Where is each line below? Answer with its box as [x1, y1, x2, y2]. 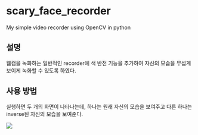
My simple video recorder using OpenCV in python [6, 24, 131, 31]
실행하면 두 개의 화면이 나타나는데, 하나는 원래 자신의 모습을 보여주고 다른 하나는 [6, 103, 193, 110]
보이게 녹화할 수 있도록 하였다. [6, 67, 76, 74]
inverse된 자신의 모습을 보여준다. [6, 110, 83, 117]
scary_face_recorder [6, 4, 112, 18]
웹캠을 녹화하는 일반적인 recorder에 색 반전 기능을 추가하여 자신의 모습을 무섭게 [6, 59, 191, 67]
